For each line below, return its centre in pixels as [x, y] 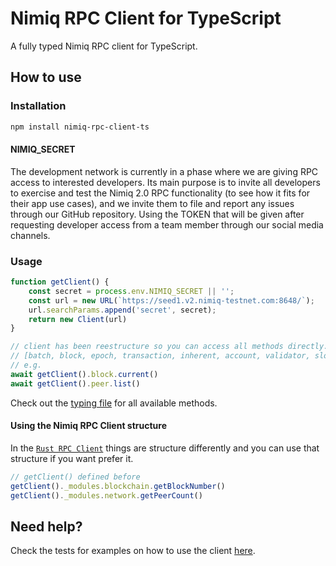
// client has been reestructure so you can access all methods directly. [169, 347]
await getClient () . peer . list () [75, 383]
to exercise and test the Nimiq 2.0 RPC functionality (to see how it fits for [160, 193]
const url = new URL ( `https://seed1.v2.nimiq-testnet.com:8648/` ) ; [171, 300]
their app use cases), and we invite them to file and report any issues [152, 203]
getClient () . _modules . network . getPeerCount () [106, 495]
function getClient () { [60, 282]
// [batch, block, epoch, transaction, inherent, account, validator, [160, 356]
